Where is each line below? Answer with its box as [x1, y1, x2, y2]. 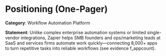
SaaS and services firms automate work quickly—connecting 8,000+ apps [5, 40, 158, 46]
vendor [5, 35, 20, 41]
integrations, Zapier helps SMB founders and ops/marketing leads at [20, 35, 161, 41]
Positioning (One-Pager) [5, 3, 108, 15]
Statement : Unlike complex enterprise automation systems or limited [5, 29, 146, 35]
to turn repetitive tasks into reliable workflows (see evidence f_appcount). [5, 45, 156, 51]
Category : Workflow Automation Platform [5, 20, 90, 26]
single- [147, 29, 162, 35]
